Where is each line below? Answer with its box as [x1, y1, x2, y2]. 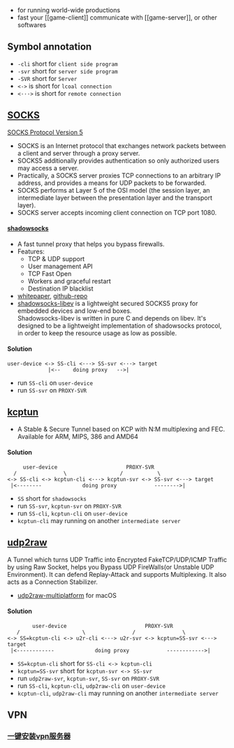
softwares [17, 21, 47, 29]
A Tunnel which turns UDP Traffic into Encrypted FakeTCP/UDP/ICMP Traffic [7, 555, 227, 564]
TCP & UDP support [27, 254, 85, 263]
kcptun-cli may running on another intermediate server [17, 517, 181, 525]
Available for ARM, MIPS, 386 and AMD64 [17, 432, 138, 441]
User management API [27, 262, 93, 270]
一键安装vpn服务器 [7, 731, 71, 741]
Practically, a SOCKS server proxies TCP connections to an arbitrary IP [17, 171, 221, 179]
